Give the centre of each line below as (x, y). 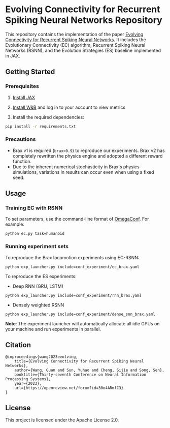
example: (15, 224)
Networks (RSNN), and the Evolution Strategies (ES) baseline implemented (83, 50)
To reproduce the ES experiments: (41, 276)
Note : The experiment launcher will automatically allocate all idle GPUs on (82, 323)
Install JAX (24, 97)
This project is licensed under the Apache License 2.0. (62, 420)
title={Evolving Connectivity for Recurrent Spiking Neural (79, 361)
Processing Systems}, (28, 379)
